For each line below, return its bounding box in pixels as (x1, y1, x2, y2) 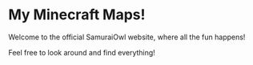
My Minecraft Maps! (8, 6, 146, 24)
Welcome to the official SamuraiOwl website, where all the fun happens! (8, 32, 246, 42)
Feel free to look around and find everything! (8, 47, 156, 57)
